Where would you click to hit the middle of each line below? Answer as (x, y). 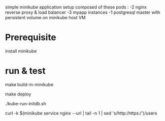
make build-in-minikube (29, 84)
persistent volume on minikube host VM (46, 17)
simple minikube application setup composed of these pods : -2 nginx (76, 7)
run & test (25, 71)
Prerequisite (31, 38)
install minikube (21, 51)
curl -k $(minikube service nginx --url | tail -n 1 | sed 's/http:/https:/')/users (81, 113)
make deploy (18, 94)
